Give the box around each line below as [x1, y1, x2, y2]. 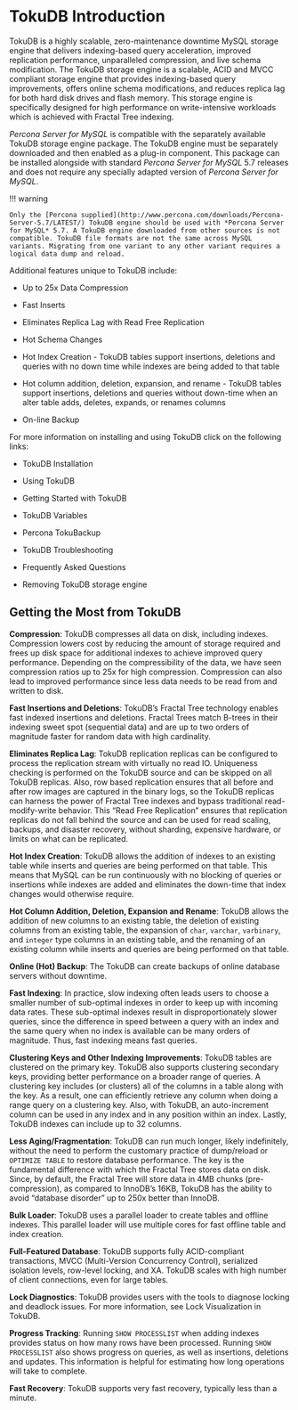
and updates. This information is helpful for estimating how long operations [9, 1356, 285, 1366]
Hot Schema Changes [21, 334, 103, 345]
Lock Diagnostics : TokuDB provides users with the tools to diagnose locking [9, 1292, 290, 1302]
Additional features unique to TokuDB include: [9, 265, 178, 275]
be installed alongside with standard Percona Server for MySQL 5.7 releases [9, 157, 289, 167]
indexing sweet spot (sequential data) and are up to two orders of [9, 721, 250, 732]
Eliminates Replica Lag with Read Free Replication [21, 316, 205, 327]
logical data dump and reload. [9, 249, 125, 258]
